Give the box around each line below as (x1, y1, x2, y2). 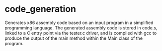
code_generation (4, 3, 77, 15)
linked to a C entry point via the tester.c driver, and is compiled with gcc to (4, 30, 157, 36)
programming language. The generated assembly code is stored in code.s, (4, 25, 158, 30)
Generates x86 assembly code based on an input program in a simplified (4, 20, 154, 25)
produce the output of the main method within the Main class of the (4, 35, 143, 41)
